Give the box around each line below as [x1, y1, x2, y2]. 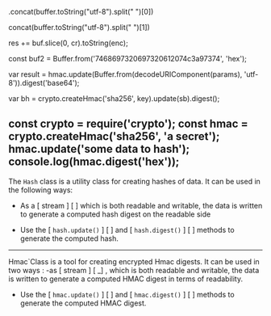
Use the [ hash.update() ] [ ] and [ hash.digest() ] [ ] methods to [19, 225, 236, 234]
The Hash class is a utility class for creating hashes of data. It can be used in [8, 176, 261, 186]
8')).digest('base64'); [8, 78, 80, 87]
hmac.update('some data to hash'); [8, 142, 190, 156]
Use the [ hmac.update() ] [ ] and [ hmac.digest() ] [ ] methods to [19, 289, 236, 299]
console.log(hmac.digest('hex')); [8, 155, 180, 169]
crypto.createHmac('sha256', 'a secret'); [8, 129, 220, 144]
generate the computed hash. [19, 234, 119, 243]
